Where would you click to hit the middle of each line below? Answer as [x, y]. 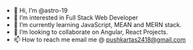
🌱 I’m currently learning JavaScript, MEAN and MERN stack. [98, 25]
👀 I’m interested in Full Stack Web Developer [76, 18]
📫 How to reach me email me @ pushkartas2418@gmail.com [100, 40]
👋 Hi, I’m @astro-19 [41, 10]
